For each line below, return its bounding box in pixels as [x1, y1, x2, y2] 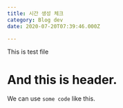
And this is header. [7, 72, 117, 87]
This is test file [7, 47, 49, 56]
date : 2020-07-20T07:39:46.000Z [7, 23, 100, 30]
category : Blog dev [7, 17, 64, 23]
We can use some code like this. [7, 94, 95, 103]
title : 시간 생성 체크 [7, 10, 64, 17]
